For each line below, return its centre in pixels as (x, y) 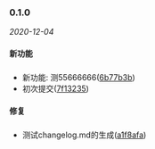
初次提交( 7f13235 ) (55, 89)
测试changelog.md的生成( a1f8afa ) (84, 135)
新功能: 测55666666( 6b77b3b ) (78, 78)
